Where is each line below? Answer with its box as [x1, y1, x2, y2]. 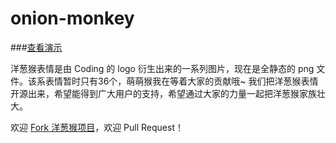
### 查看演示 [10, 41, 63, 53]
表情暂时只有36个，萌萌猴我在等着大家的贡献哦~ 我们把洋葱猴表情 [44, 75, 319, 87]
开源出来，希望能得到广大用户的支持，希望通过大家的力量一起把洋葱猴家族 [10, 87, 317, 99]
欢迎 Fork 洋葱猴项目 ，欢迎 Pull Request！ [10, 121, 184, 133]
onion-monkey [10, 7, 135, 30]
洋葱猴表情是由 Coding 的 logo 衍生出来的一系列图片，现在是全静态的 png [10, 62, 315, 74]
